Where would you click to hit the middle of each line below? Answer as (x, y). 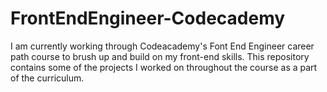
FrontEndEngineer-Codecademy (148, 18)
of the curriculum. (47, 78)
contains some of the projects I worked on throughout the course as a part (164, 67)
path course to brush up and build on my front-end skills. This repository (160, 56)
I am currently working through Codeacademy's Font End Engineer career (162, 46)
